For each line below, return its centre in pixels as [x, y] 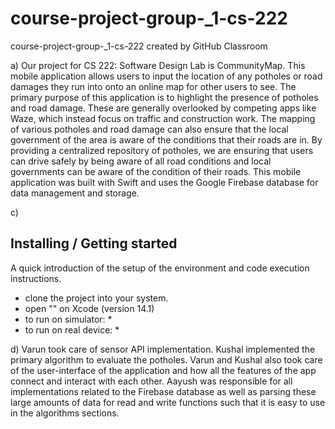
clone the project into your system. [96, 298]
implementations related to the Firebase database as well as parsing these [163, 391]
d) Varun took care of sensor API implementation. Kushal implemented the [163, 349]
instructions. [36, 278]
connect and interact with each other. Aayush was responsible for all [151, 381]
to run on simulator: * [68, 319]
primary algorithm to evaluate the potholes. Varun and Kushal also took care [166, 359]
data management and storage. [75, 193]
